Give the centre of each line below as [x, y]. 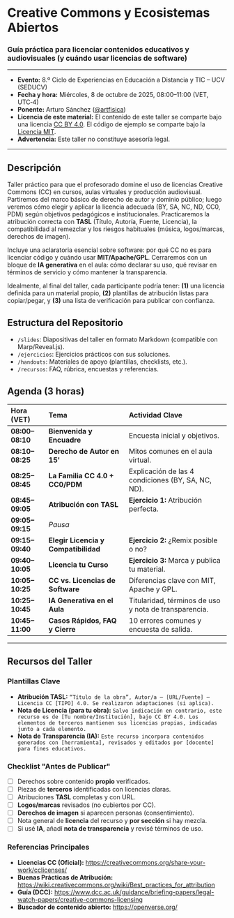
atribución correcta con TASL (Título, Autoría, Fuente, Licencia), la [102, 222]
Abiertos [33, 28]
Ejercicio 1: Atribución [165, 500]
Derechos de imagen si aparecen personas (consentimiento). [106, 813]
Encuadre [65, 440]
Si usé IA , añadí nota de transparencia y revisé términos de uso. [110, 829]
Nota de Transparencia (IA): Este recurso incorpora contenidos [110, 736]
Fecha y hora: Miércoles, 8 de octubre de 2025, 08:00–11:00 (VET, [113, 95]
